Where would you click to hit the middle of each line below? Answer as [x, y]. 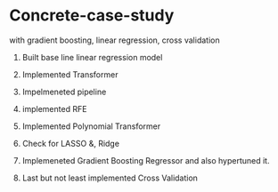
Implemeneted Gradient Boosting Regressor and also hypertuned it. [146, 160]
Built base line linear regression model [92, 57]
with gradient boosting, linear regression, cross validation [114, 40]
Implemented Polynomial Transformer [91, 126]
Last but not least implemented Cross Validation [110, 178]
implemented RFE [54, 108]
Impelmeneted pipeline [64, 92]
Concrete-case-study [92, 16]
